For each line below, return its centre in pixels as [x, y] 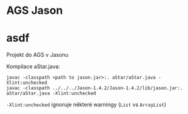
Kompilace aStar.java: [33, 66]
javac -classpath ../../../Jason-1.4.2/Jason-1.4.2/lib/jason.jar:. [95, 88]
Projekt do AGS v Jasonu [37, 55]
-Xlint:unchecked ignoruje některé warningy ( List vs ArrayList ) [86, 105]
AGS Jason [35, 11]
